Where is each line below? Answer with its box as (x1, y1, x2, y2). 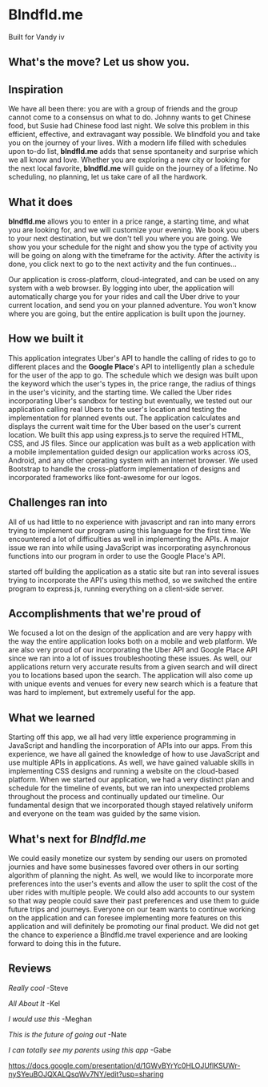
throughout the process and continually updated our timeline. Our (8, 792, 224, 802)
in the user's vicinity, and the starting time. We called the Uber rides (8, 387, 232, 397)
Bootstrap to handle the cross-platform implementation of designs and (8, 463, 241, 474)
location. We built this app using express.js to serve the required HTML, (8, 430, 244, 439)
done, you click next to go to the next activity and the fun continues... (8, 259, 238, 269)
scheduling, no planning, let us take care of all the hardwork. (8, 172, 208, 182)
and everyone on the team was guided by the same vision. (8, 809, 202, 818)
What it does (8, 195, 74, 209)
